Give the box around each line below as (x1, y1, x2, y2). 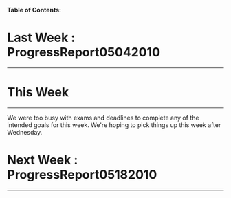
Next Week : (7, 153, 78, 168)
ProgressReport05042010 (7, 45, 160, 60)
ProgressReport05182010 (7, 167, 157, 183)
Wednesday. (7, 128, 43, 136)
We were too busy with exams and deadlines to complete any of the (7, 113, 199, 122)
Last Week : (7, 30, 76, 45)
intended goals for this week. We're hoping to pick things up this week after (7, 120, 221, 129)
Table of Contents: (7, 6, 62, 14)
